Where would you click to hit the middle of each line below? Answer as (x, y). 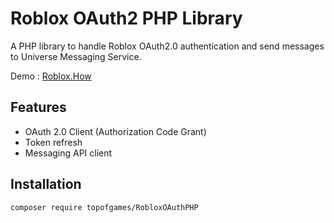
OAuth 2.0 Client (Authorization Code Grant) (115, 131)
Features (38, 107)
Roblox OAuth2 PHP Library (126, 18)
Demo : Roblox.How (51, 76)
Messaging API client (68, 153)
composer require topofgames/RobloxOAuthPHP (104, 207)
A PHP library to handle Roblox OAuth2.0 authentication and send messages (167, 46)
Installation (46, 184)
